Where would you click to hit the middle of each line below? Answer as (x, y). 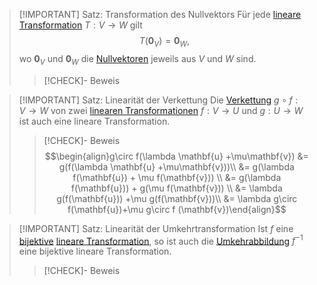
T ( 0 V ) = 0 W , (164, 42)
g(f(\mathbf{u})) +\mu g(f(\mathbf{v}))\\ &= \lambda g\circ (177, 198)
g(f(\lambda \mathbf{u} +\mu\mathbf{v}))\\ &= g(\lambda (176, 166)
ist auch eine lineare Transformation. (94, 121)
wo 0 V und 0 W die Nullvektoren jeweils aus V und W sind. (137, 59)
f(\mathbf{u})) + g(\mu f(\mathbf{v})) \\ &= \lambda (176, 188)
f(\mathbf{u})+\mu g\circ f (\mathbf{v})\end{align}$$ (177, 209)
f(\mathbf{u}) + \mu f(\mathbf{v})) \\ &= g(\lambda (177, 177)
